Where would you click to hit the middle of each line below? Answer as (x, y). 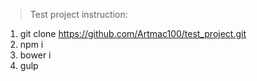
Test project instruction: (78, 14)
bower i (35, 55)
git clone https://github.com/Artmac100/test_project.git (133, 33)
